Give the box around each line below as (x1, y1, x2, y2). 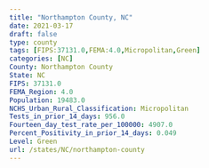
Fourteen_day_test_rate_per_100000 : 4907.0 (9, 121, 173, 130)
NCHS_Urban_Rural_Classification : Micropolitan (9, 104, 189, 113)
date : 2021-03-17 (9, 21, 74, 30)
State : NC (9, 71, 46, 80)
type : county (9, 37, 58, 47)
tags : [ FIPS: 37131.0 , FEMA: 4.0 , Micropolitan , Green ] (9, 46, 201, 55)
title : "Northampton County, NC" (9, 12, 133, 22)
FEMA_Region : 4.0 (9, 87, 74, 96)
